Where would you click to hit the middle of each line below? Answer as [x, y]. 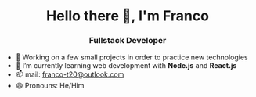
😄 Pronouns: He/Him [50, 86]
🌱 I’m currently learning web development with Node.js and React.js [126, 66]
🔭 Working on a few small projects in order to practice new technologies [132, 57]
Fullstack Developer [128, 41]
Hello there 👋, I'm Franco [128, 16]
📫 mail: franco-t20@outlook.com [70, 74]
